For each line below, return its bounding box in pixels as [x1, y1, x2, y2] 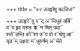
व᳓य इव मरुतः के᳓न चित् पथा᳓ [6, 24, 63, 31]
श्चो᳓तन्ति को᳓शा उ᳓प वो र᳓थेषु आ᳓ [6, 31, 74, 38]
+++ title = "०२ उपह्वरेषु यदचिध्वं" [6, 6, 76, 12]
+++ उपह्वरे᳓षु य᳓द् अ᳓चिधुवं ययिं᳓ [6, 18, 73, 24]
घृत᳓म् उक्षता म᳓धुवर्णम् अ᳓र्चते [6, 37, 62, 44]
